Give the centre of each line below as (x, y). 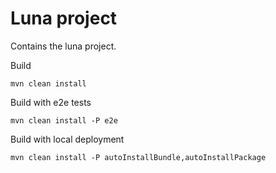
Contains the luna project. (63, 46)
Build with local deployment (67, 139)
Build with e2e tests (51, 102)
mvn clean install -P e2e (64, 120)
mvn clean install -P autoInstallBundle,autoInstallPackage (138, 157)
